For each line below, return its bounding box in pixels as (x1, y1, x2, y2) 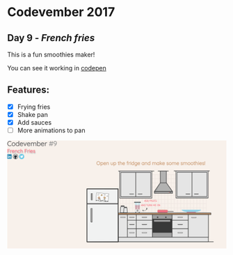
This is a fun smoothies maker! (7, 50, 95, 59)
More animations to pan (17, 126, 86, 134)
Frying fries (17, 102, 51, 111)
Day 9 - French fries (7, 32, 95, 44)
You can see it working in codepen (7, 64, 106, 72)
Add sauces (17, 118, 52, 126)
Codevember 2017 (7, 4, 115, 20)
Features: (7, 84, 50, 96)
